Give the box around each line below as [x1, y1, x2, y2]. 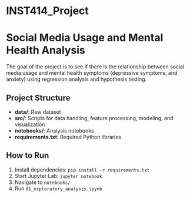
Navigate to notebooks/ [14, 179, 71, 186]
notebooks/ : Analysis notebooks [14, 127, 94, 134]
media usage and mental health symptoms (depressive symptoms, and [6, 70, 178, 77]
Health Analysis [6, 44, 85, 57]
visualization [14, 121, 45, 128]
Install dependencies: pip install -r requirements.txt [14, 166, 150, 173]
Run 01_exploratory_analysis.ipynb [14, 184, 102, 192]
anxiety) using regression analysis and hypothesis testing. [6, 75, 147, 83]
